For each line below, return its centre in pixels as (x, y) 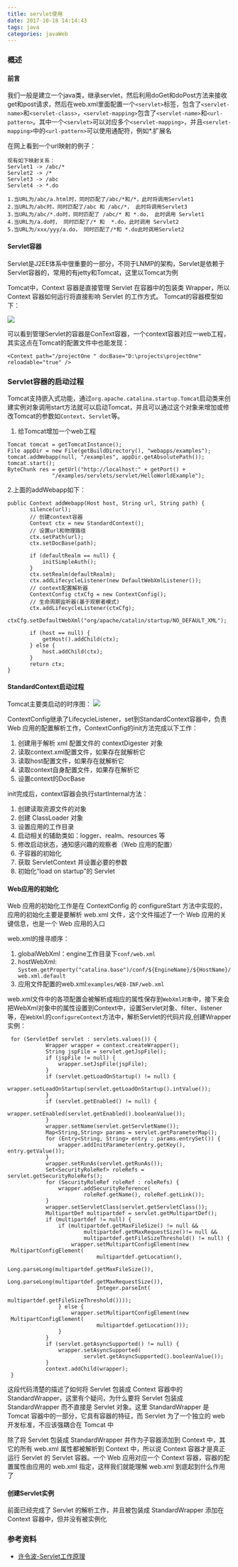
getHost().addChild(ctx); (81, 639)
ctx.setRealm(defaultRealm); (72, 574)
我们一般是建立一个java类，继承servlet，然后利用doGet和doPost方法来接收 (117, 95)
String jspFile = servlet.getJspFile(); (106, 1052)
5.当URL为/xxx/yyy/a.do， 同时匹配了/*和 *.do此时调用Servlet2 (96, 230)
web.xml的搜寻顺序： (38, 938)
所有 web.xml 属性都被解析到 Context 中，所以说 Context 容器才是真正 (123, 1449)
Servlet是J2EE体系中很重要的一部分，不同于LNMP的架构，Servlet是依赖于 (116, 263)
